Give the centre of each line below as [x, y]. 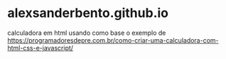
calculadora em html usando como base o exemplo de [87, 33]
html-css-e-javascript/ [40, 48]
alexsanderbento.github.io [88, 13]
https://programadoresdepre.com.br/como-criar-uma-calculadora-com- [113, 40]
